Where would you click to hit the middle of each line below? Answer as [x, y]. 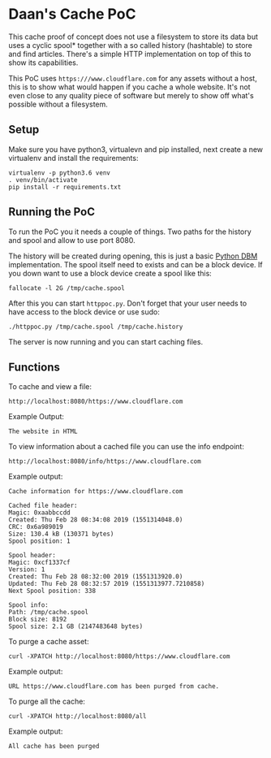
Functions [34, 367]
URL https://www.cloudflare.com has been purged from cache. [114, 687]
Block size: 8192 [38, 619]
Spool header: [32, 556]
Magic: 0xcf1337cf [39, 563]
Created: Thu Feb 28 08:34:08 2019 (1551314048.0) [96, 520]
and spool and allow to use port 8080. [72, 240]
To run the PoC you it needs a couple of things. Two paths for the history [130, 232]
